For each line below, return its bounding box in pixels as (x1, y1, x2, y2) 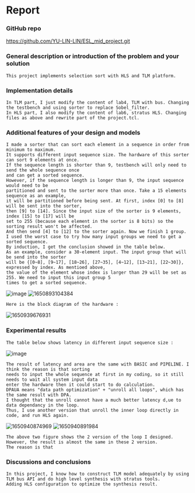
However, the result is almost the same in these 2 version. (6, 439, 158, 445)
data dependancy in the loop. (6, 402, 80, 408)
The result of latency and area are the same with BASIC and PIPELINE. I (6, 361, 190, 367)
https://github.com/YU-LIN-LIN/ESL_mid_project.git (6, 37, 130, 44)
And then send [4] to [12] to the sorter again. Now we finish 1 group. (6, 229, 187, 235)
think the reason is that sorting (6, 366, 90, 372)
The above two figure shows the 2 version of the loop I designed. (6, 434, 174, 440)
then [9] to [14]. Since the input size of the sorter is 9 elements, (6, 208, 182, 214)
